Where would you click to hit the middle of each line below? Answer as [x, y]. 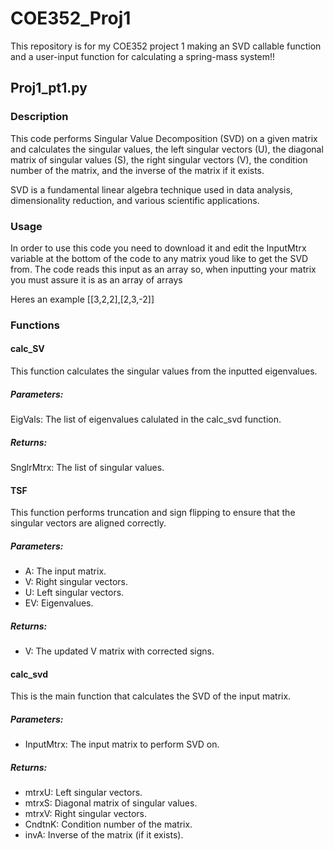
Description [39, 117]
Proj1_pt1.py [49, 88]
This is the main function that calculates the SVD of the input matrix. [151, 696]
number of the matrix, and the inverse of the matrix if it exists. [137, 170]
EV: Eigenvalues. [59, 603]
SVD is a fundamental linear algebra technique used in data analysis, [151, 189]
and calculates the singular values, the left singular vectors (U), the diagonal [167, 149]
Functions [35, 325]
